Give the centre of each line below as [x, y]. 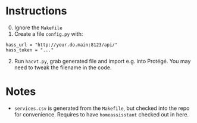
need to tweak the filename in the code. [63, 67]
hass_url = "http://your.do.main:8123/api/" [62, 45]
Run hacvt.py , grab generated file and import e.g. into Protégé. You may [102, 61]
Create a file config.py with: [49, 33]
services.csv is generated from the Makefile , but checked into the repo [102, 108]
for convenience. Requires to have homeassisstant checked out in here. [101, 114]
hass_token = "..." [30, 50]
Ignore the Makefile [38, 27]
